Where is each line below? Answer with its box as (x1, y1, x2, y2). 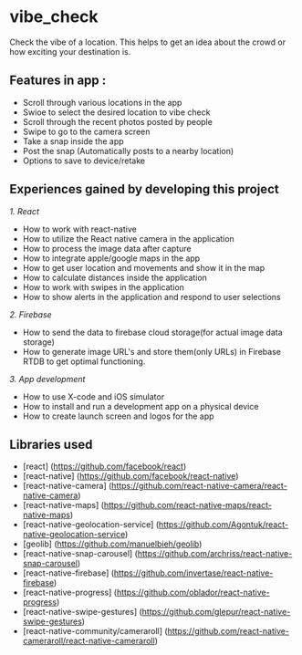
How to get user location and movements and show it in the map (22, 262, 266, 273)
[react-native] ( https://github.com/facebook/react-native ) (22, 471, 239, 482)
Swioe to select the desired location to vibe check (22, 107, 211, 118)
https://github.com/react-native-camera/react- (110, 481, 287, 492)
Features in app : (9, 73, 107, 88)
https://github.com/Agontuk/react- (158, 519, 289, 530)
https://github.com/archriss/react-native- (137, 548, 293, 559)
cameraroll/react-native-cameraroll (22, 636, 155, 647)
